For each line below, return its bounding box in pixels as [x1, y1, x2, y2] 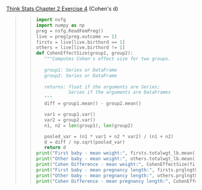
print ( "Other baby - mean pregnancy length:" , [35, 173, 155, 179]
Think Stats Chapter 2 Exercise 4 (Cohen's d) [6, 5, 118, 12]
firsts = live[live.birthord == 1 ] [35, 39, 125, 45]
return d [44, 144, 66, 151]
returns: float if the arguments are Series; [44, 84, 161, 90]
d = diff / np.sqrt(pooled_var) [44, 139, 125, 145]
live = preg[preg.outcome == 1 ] [35, 33, 117, 40]
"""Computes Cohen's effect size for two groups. [44, 56, 171, 62]
